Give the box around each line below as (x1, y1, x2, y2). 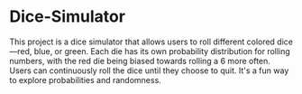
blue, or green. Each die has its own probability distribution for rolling (33, 45, 290, 56)
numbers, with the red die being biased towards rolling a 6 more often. (9, 55, 270, 66)
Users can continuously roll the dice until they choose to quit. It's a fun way (9, 65, 289, 76)
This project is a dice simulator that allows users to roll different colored (9, 36, 275, 47)
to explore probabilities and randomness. (9, 74, 162, 85)
